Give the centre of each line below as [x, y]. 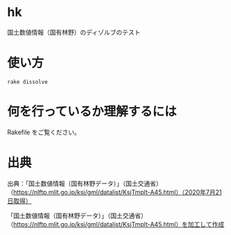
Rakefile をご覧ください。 [44, 132]
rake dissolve [28, 82]
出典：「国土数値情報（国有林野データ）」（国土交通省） [85, 183]
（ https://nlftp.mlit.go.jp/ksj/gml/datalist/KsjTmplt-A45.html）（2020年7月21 [114, 192]
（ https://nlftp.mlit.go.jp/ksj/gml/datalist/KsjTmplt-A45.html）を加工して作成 [116, 224]
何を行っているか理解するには [92, 112]
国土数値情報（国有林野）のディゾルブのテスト [74, 32]
